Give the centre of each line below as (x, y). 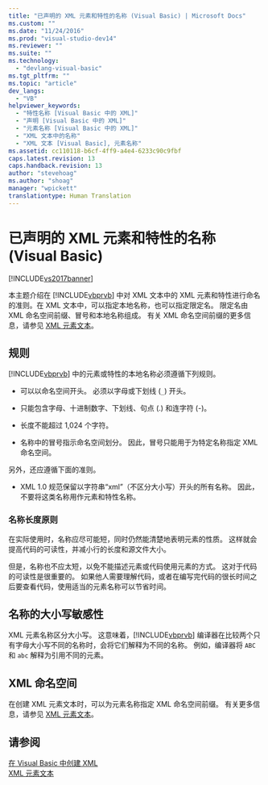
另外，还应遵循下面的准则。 (54, 470)
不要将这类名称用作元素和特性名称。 (80, 497)
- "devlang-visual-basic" (59, 69)
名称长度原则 (33, 520)
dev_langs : (27, 91)
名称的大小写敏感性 (56, 614)
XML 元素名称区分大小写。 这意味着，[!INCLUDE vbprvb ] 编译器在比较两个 (131, 635)
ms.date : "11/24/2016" (46, 31)
